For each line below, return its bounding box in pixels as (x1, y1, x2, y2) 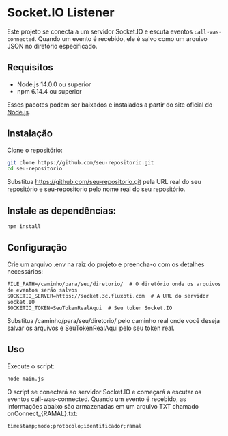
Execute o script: (7, 361, 55, 370)
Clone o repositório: (7, 146, 63, 154)
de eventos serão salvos (7, 286, 78, 294)
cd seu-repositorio (7, 166, 63, 172)
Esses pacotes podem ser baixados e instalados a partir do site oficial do (7, 101, 213, 109)
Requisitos (7, 62, 53, 73)
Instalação (7, 128, 53, 140)
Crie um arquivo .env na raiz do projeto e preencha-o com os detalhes (7, 260, 205, 268)
